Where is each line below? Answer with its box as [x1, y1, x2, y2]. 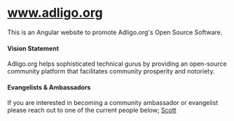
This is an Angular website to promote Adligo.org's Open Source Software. [7, 28, 223, 36]
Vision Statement [7, 44, 60, 52]
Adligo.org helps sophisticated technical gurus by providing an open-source [7, 59, 227, 68]
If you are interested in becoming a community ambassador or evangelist [7, 99, 219, 107]
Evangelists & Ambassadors [7, 83, 91, 92]
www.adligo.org [7, 5, 103, 21]
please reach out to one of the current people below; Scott [7, 106, 177, 115]
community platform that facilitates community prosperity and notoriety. [7, 67, 215, 76]
